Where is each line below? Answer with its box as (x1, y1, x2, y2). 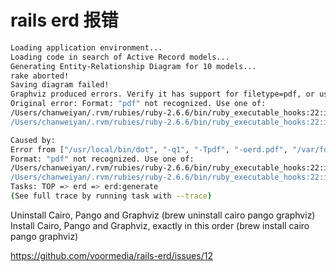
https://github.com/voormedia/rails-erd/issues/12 (10, 249, 213, 261)
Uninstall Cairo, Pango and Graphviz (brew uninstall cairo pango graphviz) (10, 209, 316, 221)
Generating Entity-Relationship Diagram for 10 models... (10, 61, 257, 71)
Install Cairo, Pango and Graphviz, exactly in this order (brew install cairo (10, 219, 310, 231)
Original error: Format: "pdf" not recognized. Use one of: (10, 99, 267, 109)
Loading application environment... (10, 42, 163, 53)
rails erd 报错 (10, 9, 119, 32)
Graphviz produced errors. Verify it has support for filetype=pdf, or (10, 89, 315, 100)
